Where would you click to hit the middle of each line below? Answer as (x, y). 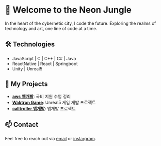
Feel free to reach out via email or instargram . (50, 139)
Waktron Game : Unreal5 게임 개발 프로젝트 (54, 102)
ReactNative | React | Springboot (45, 64)
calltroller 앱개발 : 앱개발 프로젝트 (44, 108)
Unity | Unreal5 (27, 69)
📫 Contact (22, 124)
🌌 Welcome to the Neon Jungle (68, 10)
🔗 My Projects (26, 84)
